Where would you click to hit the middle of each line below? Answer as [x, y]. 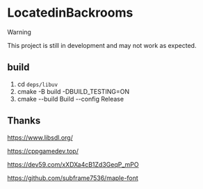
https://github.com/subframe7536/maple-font [73, 178]
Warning [19, 32]
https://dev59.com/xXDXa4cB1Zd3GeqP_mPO [73, 164]
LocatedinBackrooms [70, 13]
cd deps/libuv [37, 84]
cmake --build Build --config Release [70, 99]
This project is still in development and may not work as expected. [102, 45]
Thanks [24, 121]
